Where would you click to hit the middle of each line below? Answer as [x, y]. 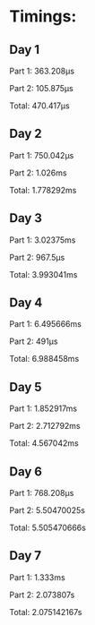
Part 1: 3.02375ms [43, 240]
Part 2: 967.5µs [37, 257]
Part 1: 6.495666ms [46, 324]
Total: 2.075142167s [46, 612]
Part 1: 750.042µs [42, 155]
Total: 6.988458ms [44, 359]
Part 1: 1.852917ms [43, 408]
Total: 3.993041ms [43, 274]
